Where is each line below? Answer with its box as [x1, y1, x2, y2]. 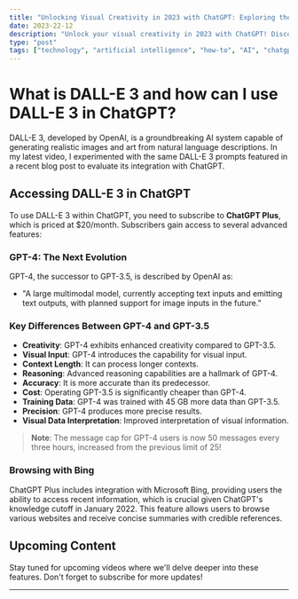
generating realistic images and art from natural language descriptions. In [9, 142, 278, 153]
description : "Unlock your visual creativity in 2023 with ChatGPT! [9, 29, 268, 38]
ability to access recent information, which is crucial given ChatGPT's [9, 493, 263, 504]
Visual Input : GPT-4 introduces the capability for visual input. [21, 350, 247, 360]
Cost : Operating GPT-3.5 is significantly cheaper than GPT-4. [21, 387, 247, 398]
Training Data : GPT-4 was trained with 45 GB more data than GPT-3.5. [21, 397, 281, 407]
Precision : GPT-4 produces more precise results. [21, 406, 202, 417]
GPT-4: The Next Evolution [9, 250, 127, 263]
